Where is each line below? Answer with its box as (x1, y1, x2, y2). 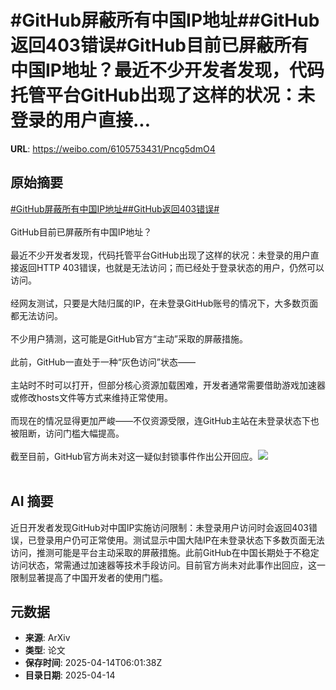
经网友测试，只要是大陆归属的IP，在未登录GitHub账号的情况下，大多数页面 (10, 297, 319, 309)
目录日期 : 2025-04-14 (24, 669, 116, 681)
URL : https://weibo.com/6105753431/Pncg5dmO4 (10, 142, 216, 155)
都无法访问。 (10, 309, 63, 321)
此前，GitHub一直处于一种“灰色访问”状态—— (10, 356, 197, 368)
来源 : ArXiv (24, 632, 71, 644)
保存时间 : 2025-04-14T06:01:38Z (24, 657, 163, 669)
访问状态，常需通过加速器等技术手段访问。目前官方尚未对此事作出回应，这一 (10, 559, 326, 571)
